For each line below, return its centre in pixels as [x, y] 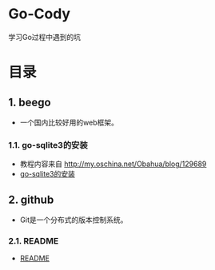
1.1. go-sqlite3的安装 [48, 145]
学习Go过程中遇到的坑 [45, 37]
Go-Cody [39, 14]
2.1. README [34, 240]
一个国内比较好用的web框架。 [69, 122]
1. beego [30, 102]
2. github [31, 199]
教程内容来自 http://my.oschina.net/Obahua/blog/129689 [113, 164]
